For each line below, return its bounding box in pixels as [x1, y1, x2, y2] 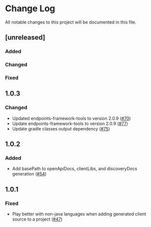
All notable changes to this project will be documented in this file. [5, 19, 137, 25]
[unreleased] [5, 33, 45, 42]
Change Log [5, 3, 55, 14]
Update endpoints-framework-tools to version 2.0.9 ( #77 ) [12, 121, 129, 126]
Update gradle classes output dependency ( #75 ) [12, 126, 110, 131]
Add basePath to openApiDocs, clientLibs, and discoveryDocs [12, 166, 138, 172]
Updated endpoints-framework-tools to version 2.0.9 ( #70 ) [12, 115, 131, 121]
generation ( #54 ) [12, 171, 47, 177]
